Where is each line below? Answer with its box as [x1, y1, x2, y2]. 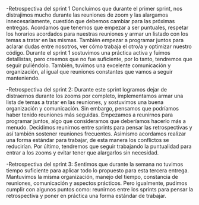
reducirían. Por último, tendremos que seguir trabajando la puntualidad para [6, 143, 192, 150]
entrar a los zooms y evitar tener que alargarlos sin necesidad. [6, 149, 159, 156]
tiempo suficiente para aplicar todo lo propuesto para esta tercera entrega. [6, 167, 189, 174]
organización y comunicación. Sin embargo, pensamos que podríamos [6, 105, 179, 112]
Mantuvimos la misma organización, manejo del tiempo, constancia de [6, 174, 178, 180]
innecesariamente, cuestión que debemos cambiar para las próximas [6, 18, 175, 24]
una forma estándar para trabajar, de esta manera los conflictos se [6, 137, 169, 143]
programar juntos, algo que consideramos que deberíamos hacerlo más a [6, 118, 186, 124]
